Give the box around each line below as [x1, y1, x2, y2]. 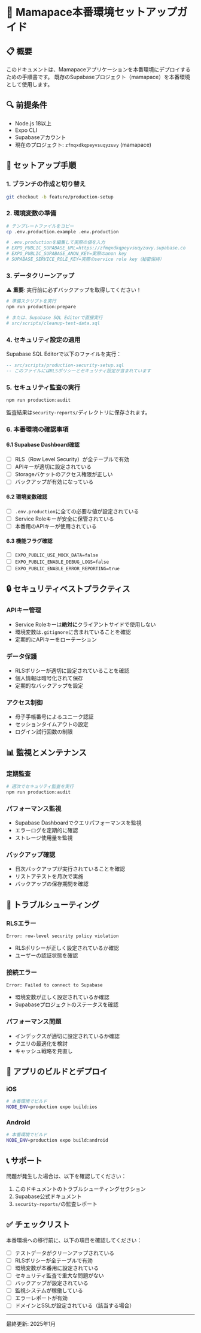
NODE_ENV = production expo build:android [6, 1138, 109, 1144]
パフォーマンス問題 [6, 1018, 62, 1026]
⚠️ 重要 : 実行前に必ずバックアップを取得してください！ [6, 286, 142, 294]
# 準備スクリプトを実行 [6, 298, 57, 305]
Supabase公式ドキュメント [14, 1193, 82, 1200]
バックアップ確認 [6, 851, 56, 859]
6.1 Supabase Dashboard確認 [6, 441, 80, 449]
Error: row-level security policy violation [6, 933, 119, 939]
